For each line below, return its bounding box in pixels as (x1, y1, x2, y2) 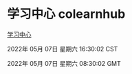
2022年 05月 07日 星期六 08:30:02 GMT (7, 59, 122, 67)
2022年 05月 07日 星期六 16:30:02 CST (7, 45, 118, 53)
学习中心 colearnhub (7, 6, 126, 22)
